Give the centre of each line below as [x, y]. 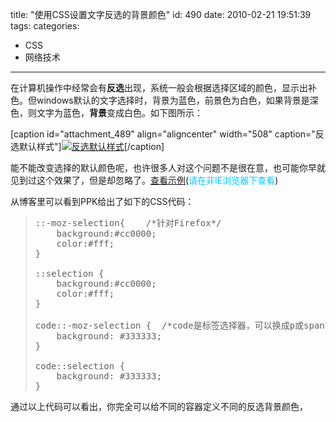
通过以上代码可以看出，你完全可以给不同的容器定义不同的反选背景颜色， [159, 406]
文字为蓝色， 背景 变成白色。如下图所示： [119, 112]
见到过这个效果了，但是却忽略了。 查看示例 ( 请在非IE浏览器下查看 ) [144, 180]
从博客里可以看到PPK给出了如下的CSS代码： [102, 201]
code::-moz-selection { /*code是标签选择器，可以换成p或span [179, 325]
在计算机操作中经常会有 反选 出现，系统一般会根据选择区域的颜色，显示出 [159, 87]
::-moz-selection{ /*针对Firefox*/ [128, 223]
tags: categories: [45, 26]
